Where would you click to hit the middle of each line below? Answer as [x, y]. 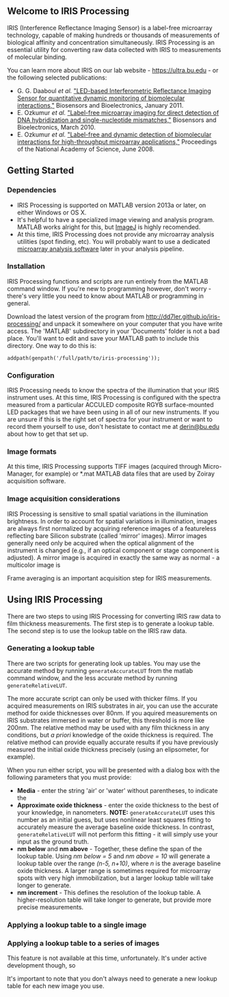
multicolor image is [34, 565]
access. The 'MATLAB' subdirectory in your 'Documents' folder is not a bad [113, 331]
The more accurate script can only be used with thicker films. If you [102, 698]
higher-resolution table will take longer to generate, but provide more [114, 900]
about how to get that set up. [48, 434]
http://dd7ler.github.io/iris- [183, 316]
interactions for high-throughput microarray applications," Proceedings [117, 141]
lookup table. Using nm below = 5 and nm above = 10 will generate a [113, 856]
